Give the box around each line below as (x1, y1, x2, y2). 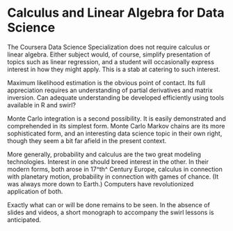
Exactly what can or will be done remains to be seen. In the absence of (7, 200, 210, 209)
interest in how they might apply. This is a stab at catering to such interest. (7, 65, 220, 73)
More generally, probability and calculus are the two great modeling (7, 150, 202, 158)
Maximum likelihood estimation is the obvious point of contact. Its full (7, 78, 206, 87)
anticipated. (7, 215, 42, 224)
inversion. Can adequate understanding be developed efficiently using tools (7, 93, 225, 102)
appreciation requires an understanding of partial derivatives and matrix (7, 86, 214, 94)
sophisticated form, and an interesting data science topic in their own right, (7, 129, 223, 137)
